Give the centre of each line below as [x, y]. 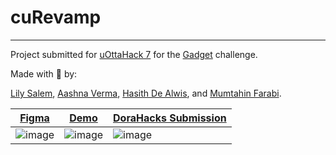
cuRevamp [56, 17]
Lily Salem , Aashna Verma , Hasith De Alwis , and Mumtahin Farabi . [146, 93]
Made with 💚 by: [44, 73]
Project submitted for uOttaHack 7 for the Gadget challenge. [134, 54]
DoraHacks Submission [170, 118]
